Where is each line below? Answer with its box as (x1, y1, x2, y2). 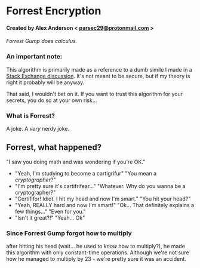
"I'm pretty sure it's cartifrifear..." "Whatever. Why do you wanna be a (14, 182, 186, 189)
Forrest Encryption (6, 4, 101, 18)
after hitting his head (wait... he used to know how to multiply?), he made (6, 243, 185, 250)
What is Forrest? (6, 112, 56, 120)
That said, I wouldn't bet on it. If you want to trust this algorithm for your (6, 90, 183, 97)
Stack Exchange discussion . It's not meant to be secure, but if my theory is (6, 72, 190, 79)
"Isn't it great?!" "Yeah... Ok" (14, 214, 85, 221)
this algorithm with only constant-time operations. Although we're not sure (6, 249, 189, 256)
